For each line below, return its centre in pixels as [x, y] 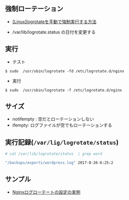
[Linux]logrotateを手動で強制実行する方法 [54, 22]
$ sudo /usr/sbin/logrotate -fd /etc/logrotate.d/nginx [65, 71]
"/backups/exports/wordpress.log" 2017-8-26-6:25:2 [59, 163]
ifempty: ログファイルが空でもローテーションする [62, 125]
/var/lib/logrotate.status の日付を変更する [54, 32]
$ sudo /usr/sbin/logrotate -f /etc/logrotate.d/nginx [64, 90]
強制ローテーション [34, 9]
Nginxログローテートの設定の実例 [46, 192]
